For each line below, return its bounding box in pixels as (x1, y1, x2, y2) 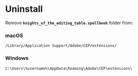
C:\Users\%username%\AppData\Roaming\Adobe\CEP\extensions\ (5, 66, 133, 71)
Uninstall (5, 3, 43, 15)
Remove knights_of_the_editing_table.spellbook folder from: (5, 20, 134, 26)
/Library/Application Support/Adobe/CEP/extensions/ (5, 43, 117, 48)
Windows (5, 55, 29, 62)
